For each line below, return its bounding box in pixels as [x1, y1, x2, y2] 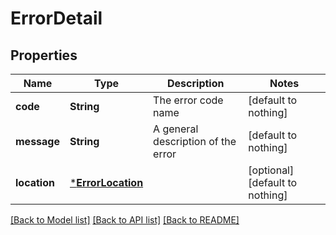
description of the [153, 135, 237, 148]
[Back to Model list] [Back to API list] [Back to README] [10, 214, 240, 226]
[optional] [248, 163, 295, 177]
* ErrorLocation [69, 176, 144, 189]
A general [153, 122, 199, 136]
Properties [10, 47, 78, 64]
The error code [153, 93, 224, 107]
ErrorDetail [10, 7, 103, 30]
